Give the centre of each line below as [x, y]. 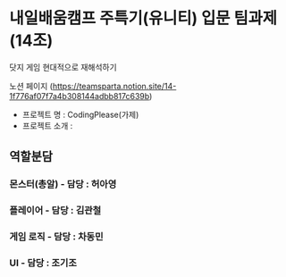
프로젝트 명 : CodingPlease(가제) [80, 114]
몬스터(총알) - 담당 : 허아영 [63, 184]
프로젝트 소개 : [47, 125]
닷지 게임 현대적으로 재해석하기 [63, 67]
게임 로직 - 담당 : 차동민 [56, 237]
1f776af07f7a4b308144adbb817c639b [80, 96]
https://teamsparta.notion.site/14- [114, 86]
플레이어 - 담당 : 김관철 [55, 211]
